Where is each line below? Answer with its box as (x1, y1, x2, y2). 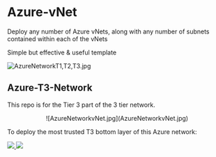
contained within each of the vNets (7, 34, 108, 43)
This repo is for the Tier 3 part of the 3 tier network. (7, 100, 155, 109)
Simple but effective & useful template (7, 48, 117, 57)
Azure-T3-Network (7, 82, 93, 94)
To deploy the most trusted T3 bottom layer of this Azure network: (7, 127, 197, 136)
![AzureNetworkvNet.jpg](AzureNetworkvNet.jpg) (45, 114, 189, 122)
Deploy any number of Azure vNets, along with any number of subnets (7, 27, 210, 36)
